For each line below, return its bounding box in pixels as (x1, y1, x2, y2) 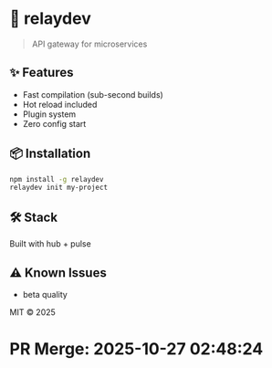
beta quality (22, 289, 68, 300)
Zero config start (22, 118, 87, 129)
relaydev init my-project (9, 183, 108, 193)
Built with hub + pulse (9, 238, 91, 249)
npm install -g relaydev (9, 174, 104, 184)
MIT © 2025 (9, 306, 57, 318)
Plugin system (22, 109, 77, 120)
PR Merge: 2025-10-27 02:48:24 (9, 339, 264, 360)
